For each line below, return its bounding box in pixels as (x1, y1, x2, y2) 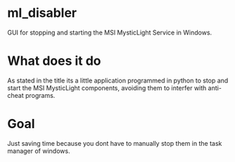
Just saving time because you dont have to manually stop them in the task (7, 139, 222, 147)
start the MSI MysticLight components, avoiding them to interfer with (7, 83, 207, 92)
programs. (25, 91, 56, 99)
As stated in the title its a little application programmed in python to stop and (7, 76, 229, 85)
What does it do (7, 53, 101, 69)
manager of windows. (7, 147, 70, 155)
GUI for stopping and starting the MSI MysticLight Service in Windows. (7, 28, 212, 37)
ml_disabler (7, 5, 77, 21)
